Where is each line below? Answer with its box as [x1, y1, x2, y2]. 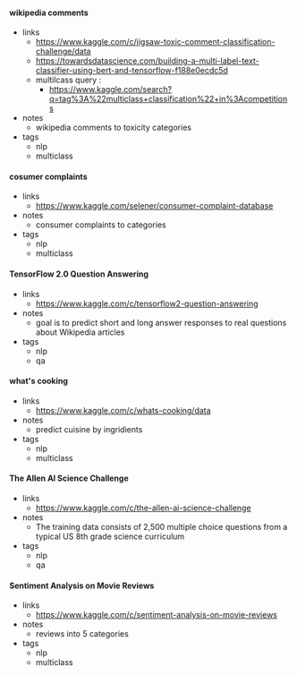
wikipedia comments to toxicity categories [35, 122, 192, 133]
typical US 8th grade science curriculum [35, 531, 185, 542]
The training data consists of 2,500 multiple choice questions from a [35, 522, 288, 533]
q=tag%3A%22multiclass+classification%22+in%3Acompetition [48, 94, 288, 105]
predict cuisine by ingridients [35, 423, 143, 434]
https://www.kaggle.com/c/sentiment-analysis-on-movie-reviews [35, 610, 277, 620]
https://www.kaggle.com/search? [48, 84, 173, 95]
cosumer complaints [9, 171, 88, 182]
